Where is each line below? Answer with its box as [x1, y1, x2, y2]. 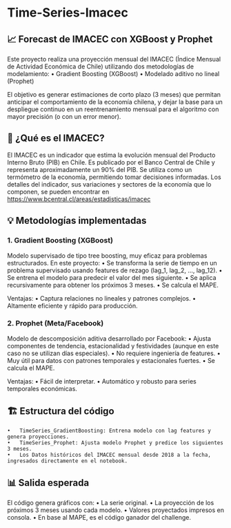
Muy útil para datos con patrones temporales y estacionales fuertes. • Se [7, 356, 216, 364]
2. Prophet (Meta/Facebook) [7, 319, 104, 328]
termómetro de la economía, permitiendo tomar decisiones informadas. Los [7, 173, 222, 181]
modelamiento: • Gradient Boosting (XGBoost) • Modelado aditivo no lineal [7, 70, 220, 77]
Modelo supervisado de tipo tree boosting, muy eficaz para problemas [7, 251, 208, 260]
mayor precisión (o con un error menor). [7, 113, 121, 120]
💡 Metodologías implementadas [7, 215, 147, 227]
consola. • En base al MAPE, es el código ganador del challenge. [7, 513, 192, 522]
